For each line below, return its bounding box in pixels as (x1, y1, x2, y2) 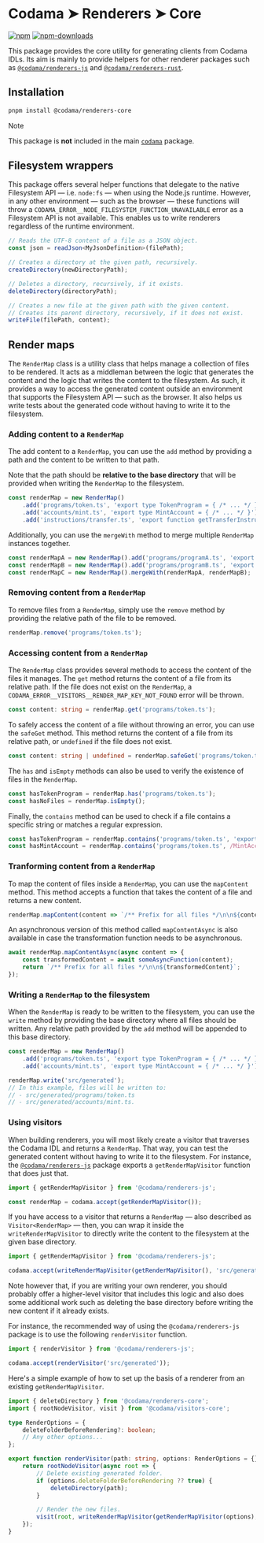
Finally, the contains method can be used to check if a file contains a (8, 811, 231, 820)
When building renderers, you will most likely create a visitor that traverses (8, 1135, 250, 1144)
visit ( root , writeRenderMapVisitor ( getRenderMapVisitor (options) (36, 1513, 255, 1521)
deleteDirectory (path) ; (49, 1484, 128, 1492)
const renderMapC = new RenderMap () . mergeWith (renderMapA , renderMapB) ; (8, 568, 251, 576)
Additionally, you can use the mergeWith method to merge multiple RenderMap (8, 530, 255, 540)
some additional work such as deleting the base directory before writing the (8, 1298, 254, 1307)
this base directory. (8, 1032, 71, 1042)
